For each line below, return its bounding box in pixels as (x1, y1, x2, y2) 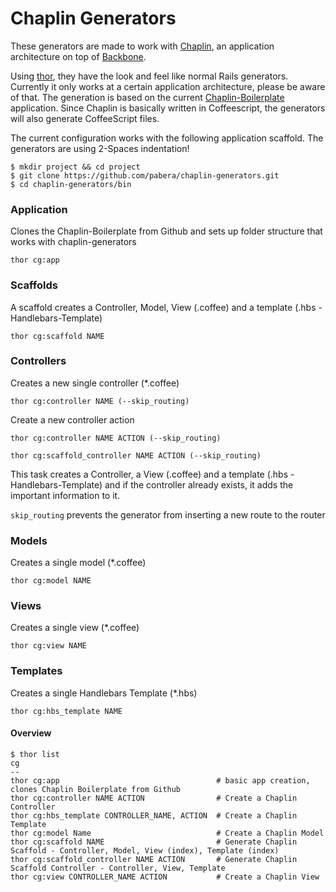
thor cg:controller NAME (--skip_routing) (10, 396, 190, 406)
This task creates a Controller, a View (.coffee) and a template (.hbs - (10, 468, 295, 480)
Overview (10, 727, 52, 739)
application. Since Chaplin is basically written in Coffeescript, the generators (10, 102, 326, 114)
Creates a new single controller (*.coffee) (10, 377, 180, 389)
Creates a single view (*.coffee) (10, 622, 140, 634)
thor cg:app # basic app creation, (10, 775, 311, 786)
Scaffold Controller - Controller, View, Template (10, 863, 226, 873)
